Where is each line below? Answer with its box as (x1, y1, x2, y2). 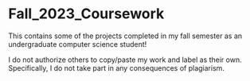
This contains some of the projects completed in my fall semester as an (8, 31, 243, 40)
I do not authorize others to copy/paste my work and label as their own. (8, 55, 242, 64)
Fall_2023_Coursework (8, 5, 165, 23)
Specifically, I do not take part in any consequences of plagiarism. (8, 63, 225, 72)
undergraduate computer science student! (8, 39, 147, 48)
